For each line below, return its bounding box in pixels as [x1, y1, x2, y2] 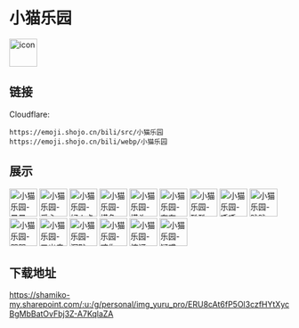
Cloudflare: [9, 109, 51, 119]
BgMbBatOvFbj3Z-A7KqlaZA [9, 308, 114, 319]
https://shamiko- [9, 290, 70, 300]
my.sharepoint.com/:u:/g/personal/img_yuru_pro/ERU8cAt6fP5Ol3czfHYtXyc [9, 299, 290, 310]
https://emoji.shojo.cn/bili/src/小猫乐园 [9, 127, 164, 136]
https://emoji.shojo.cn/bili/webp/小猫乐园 [9, 137, 167, 146]
